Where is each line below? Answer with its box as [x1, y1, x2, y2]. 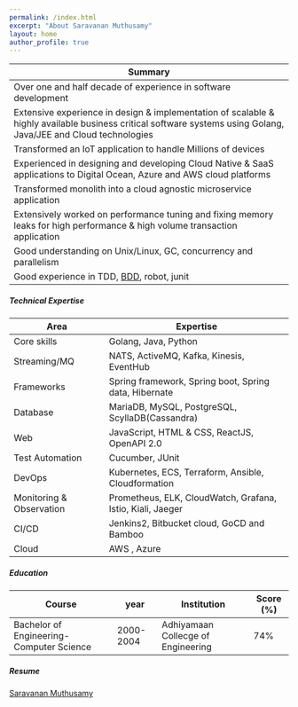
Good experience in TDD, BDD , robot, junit [13, 271, 189, 283]
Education [9, 567, 49, 577]
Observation [13, 503, 66, 515]
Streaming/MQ [13, 356, 75, 368]
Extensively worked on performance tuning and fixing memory [13, 208, 274, 221]
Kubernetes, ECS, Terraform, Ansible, [108, 467, 264, 479]
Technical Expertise [9, 295, 84, 306]
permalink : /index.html [9, 12, 98, 22]
